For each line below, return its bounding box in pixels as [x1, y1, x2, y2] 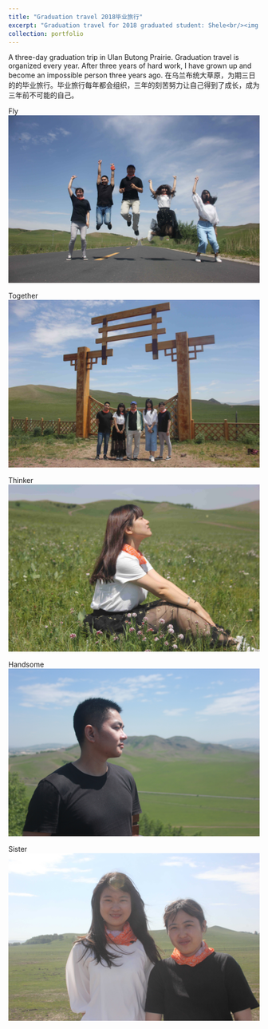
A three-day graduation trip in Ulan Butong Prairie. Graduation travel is [8, 53, 239, 62]
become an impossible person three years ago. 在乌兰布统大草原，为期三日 [8, 70, 256, 80]
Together [8, 291, 38, 301]
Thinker [8, 475, 33, 485]
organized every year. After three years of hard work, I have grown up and [8, 61, 252, 71]
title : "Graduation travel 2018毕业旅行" [8, 13, 144, 21]
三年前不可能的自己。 [8, 90, 78, 100]
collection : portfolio [8, 30, 84, 38]
